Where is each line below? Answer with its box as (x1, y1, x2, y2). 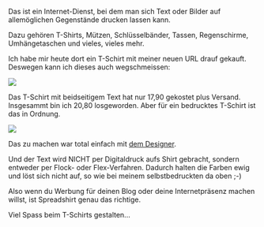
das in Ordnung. (8, 110, 61, 118)
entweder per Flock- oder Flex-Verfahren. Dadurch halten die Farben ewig (8, 163, 251, 172)
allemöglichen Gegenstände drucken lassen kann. (8, 15, 172, 24)
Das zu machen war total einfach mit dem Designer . (8, 140, 176, 148)
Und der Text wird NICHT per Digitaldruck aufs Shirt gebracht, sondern (8, 154, 239, 164)
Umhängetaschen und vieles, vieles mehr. (8, 39, 145, 48)
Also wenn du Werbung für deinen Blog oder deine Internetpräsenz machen (8, 187, 255, 195)
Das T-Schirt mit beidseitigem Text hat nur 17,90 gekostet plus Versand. (8, 92, 241, 102)
